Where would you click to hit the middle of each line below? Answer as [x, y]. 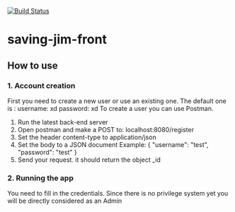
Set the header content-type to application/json [87, 137]
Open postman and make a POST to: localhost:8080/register [106, 129]
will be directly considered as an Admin [65, 201]
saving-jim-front [57, 40]
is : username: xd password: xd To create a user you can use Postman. [110, 108]
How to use [33, 65]
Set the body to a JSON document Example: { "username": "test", [113, 144]
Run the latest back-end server [63, 122]
